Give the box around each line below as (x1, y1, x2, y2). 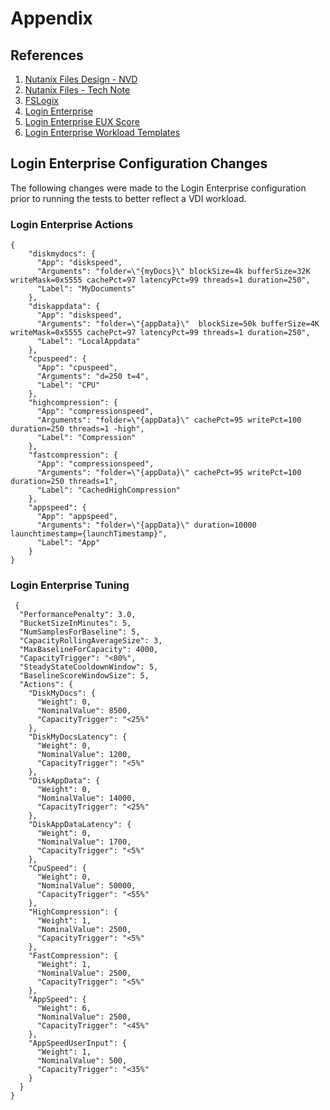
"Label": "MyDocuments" (36, 284, 137, 294)
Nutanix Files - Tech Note (24, 84, 131, 96)
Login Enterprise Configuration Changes (10, 155, 268, 172)
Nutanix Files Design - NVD (24, 73, 138, 85)
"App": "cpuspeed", (36, 363, 118, 373)
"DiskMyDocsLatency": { (28, 732, 128, 742)
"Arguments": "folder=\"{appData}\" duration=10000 (36, 520, 257, 531)
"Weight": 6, (36, 1003, 92, 1014)
